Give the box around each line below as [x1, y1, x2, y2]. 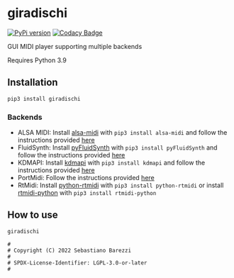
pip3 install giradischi [7, 95, 81, 102]
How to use [7, 209, 58, 221]
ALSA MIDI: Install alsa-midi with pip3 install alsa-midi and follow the [17, 128, 228, 136]
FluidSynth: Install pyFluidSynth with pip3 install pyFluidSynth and [17, 143, 218, 152]
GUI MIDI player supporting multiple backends [7, 42, 143, 50]
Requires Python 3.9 [7, 55, 67, 65]
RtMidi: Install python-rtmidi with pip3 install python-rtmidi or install [17, 181, 224, 189]
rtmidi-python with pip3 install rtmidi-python [17, 188, 157, 196]
